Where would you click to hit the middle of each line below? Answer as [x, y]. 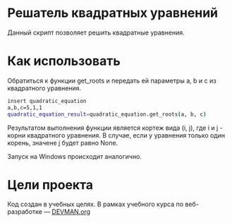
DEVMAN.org [71, 212]
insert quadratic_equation [47, 101]
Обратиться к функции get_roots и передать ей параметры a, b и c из [112, 80]
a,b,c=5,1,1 [25, 107]
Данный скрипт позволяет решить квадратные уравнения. [96, 32]
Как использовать [64, 61]
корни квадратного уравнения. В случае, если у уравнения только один [116, 135]
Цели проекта [50, 185]
